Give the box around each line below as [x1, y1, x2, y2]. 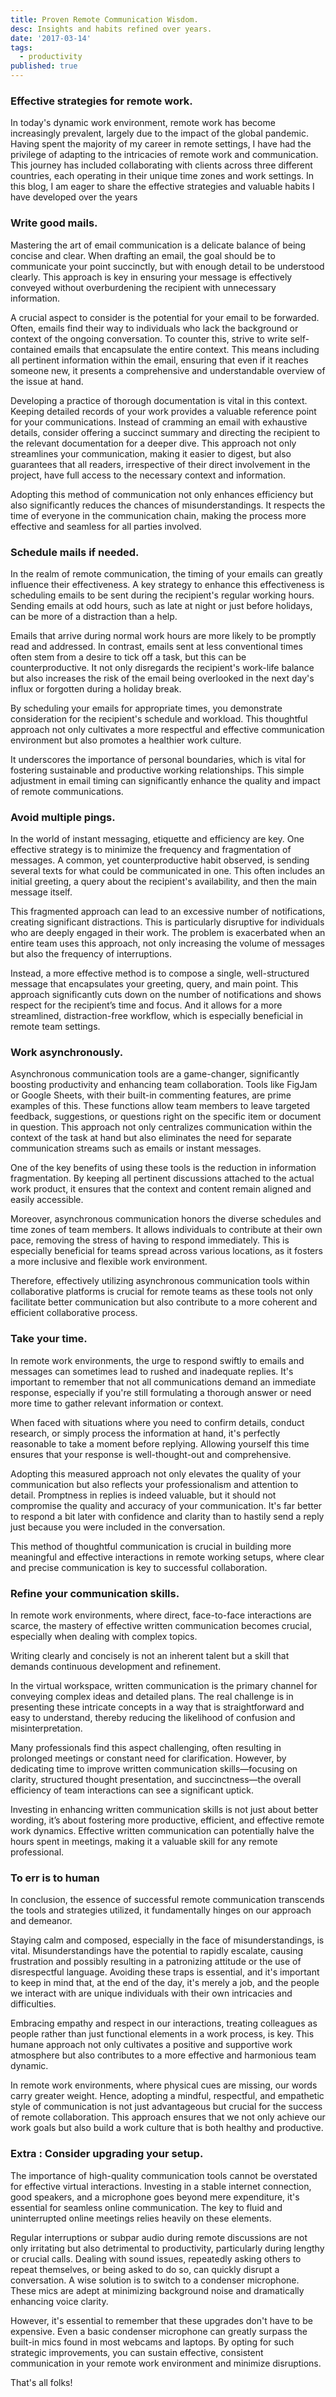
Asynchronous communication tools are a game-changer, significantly [10, 1068, 300, 1080]
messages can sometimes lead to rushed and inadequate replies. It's [10, 1365, 294, 1377]
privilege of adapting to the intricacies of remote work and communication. [10, 149, 319, 161]
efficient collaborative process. [10, 1307, 138, 1319]
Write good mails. [10, 216, 98, 230]
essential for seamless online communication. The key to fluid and [10, 2201, 283, 2213]
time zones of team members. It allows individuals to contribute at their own [10, 1224, 323, 1236]
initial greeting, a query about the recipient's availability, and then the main [10, 876, 318, 888]
